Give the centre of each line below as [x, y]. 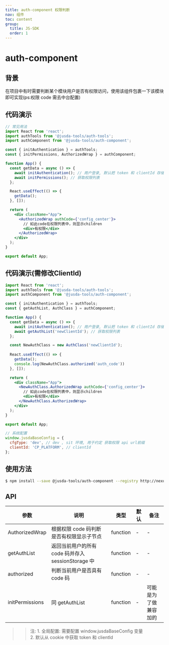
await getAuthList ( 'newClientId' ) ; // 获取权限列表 [67, 331]
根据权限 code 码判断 [76, 529]
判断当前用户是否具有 [76, 570]
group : [12, 24]
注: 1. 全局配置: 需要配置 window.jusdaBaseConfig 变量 [87, 631]
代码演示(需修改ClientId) [44, 273]
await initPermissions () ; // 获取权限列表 [57, 177]
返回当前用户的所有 [74, 546]
